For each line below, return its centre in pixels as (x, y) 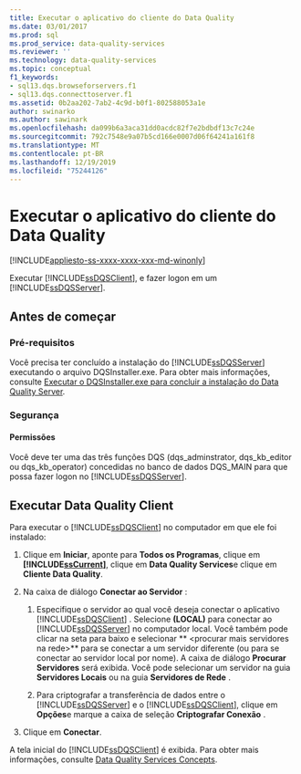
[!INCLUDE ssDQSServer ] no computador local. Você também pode (162, 628)
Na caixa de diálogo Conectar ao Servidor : (105, 591)
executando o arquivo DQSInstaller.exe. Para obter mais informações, (140, 372)
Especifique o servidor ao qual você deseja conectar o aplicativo (158, 609)
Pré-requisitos (42, 342)
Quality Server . (37, 392)
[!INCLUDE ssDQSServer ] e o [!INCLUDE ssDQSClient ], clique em (157, 705)
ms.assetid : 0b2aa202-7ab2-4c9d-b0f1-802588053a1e (108, 103)
